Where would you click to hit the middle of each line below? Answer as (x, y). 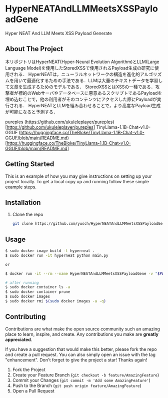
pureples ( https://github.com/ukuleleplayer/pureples (59, 122)
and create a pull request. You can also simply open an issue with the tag (80, 354)
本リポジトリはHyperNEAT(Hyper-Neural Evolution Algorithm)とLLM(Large (82, 62)
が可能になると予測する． (31, 112)
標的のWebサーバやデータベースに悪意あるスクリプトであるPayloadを (90, 93)
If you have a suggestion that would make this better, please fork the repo (81, 349)
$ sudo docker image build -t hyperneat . (50, 251)
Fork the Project (29, 369)
